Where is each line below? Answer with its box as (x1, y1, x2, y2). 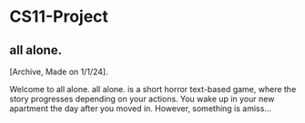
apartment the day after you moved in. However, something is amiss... (9, 103, 271, 114)
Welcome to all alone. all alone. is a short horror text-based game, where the (9, 84, 297, 94)
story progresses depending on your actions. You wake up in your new (9, 93, 275, 104)
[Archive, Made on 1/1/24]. (9, 66, 108, 77)
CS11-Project (9, 6, 109, 27)
